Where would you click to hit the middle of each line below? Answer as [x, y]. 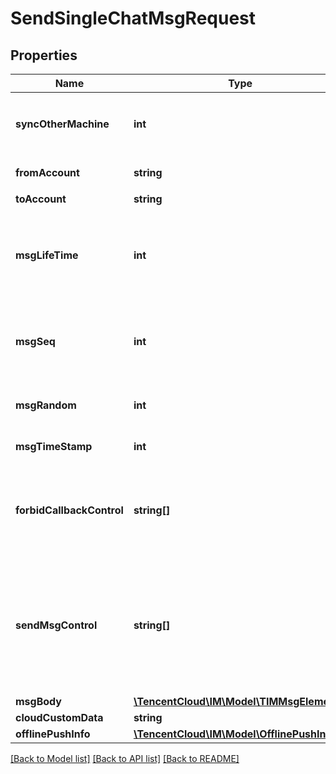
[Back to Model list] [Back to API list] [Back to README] [125, 758]
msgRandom [46, 405]
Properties [44, 55]
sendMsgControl [56, 625]
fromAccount [47, 172]
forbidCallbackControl [69, 510]
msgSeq [35, 341]
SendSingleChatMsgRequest [133, 18]
